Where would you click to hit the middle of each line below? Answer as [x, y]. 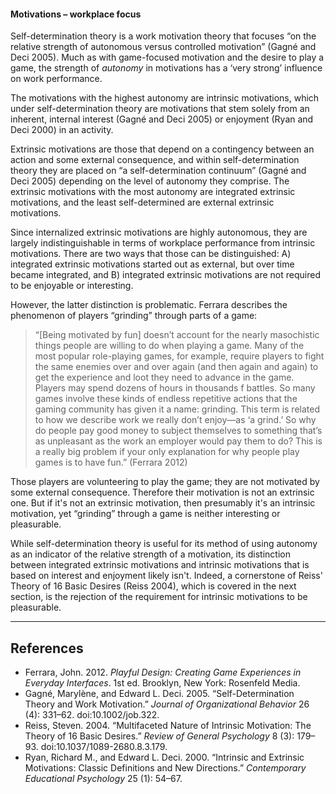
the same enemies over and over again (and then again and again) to [176, 367]
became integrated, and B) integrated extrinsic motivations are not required [165, 275]
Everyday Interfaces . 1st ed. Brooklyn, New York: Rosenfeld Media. [162, 683]
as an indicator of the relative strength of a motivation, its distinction [150, 554]
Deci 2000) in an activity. [62, 130]
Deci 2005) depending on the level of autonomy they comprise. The [150, 181]
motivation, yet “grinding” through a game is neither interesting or [145, 514]
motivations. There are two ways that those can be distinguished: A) [151, 254]
